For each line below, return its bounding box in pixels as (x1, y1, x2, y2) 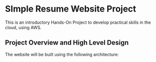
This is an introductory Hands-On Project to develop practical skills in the (5, 19, 151, 25)
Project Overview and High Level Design (5, 39, 129, 47)
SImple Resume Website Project (5, 3, 137, 15)
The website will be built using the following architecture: (5, 51, 119, 57)
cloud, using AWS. (5, 24, 42, 30)
